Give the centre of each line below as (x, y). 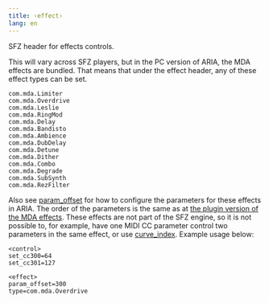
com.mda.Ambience (37, 136)
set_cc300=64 (30, 256)
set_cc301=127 (32, 263)
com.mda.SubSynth (37, 178)
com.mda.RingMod (35, 115)
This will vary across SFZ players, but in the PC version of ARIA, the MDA (130, 62)
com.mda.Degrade (35, 171)
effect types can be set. (48, 79)
